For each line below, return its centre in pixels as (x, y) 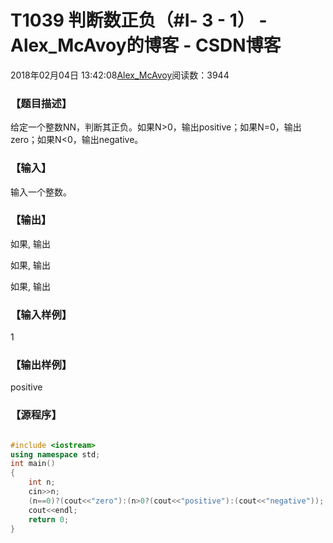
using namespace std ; (55, 454)
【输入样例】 (41, 314)
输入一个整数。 (41, 192)
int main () (33, 464)
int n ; (42, 482)
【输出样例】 (41, 365)
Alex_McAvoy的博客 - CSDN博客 (146, 45)
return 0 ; (49, 519)
